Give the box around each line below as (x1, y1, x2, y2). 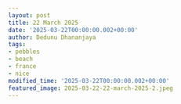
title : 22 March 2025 (8, 19, 79, 27)
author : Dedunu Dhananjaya (8, 33, 96, 41)
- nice (8, 70, 30, 77)
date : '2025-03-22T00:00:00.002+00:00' (8, 26, 139, 34)
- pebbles (8, 48, 41, 56)
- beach (8, 56, 34, 63)
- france (8, 63, 37, 70)
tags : (8, 41, 26, 48)
